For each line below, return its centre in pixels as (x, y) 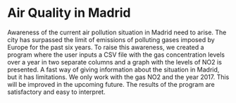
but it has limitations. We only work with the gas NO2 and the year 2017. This (118, 77)
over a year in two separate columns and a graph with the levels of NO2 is (114, 62)
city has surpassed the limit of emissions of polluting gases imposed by (111, 39)
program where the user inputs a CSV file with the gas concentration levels (116, 55)
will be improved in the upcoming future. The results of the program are (111, 84)
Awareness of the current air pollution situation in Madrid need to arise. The (117, 32)
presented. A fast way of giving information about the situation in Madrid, (113, 69)
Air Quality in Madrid (69, 13)
